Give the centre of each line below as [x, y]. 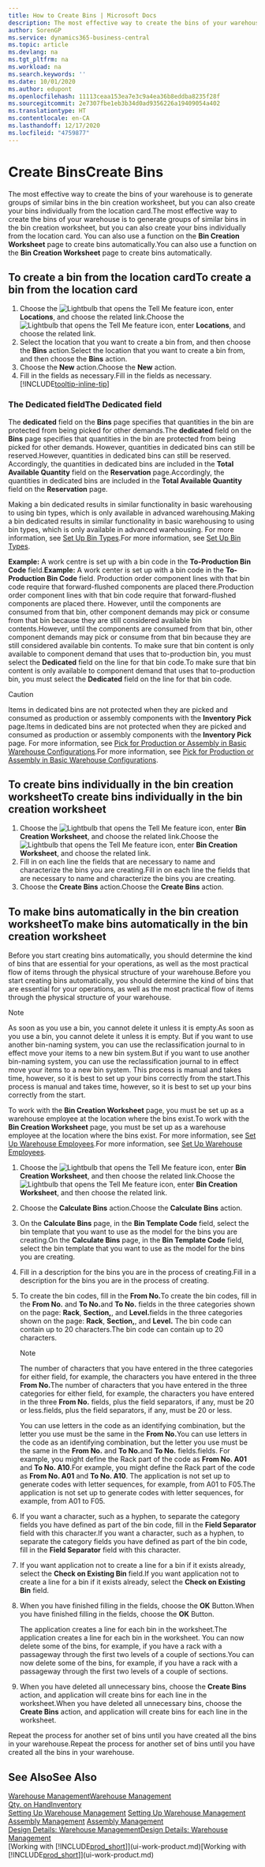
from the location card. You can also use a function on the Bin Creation [124, 236]
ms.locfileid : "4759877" [49, 133]
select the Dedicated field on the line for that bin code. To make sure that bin [132, 662]
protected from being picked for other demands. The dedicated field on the [130, 430]
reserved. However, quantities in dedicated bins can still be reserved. [119, 456]
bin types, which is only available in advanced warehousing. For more [121, 529]
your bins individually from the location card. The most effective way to [123, 211]
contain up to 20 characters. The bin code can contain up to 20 [121, 1329]
